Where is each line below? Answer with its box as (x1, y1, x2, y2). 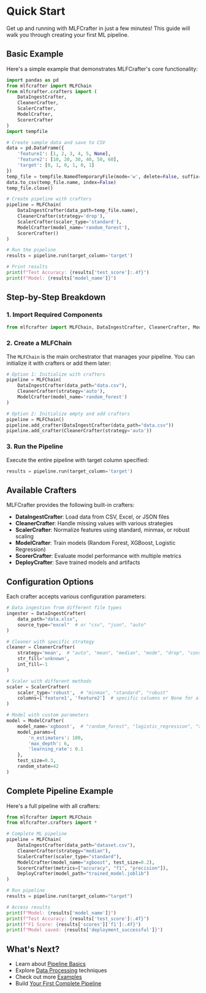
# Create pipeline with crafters (6, 196, 92, 202)
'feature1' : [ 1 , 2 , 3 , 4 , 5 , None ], (17, 151, 112, 157)
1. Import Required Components (6, 311, 103, 319)
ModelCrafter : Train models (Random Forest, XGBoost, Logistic (15, 539, 176, 547)
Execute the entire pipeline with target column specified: (6, 456, 149, 463)
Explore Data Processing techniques (15, 967, 107, 974)
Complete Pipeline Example (6, 786, 113, 796)
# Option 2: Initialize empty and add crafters (6, 411, 131, 417)
